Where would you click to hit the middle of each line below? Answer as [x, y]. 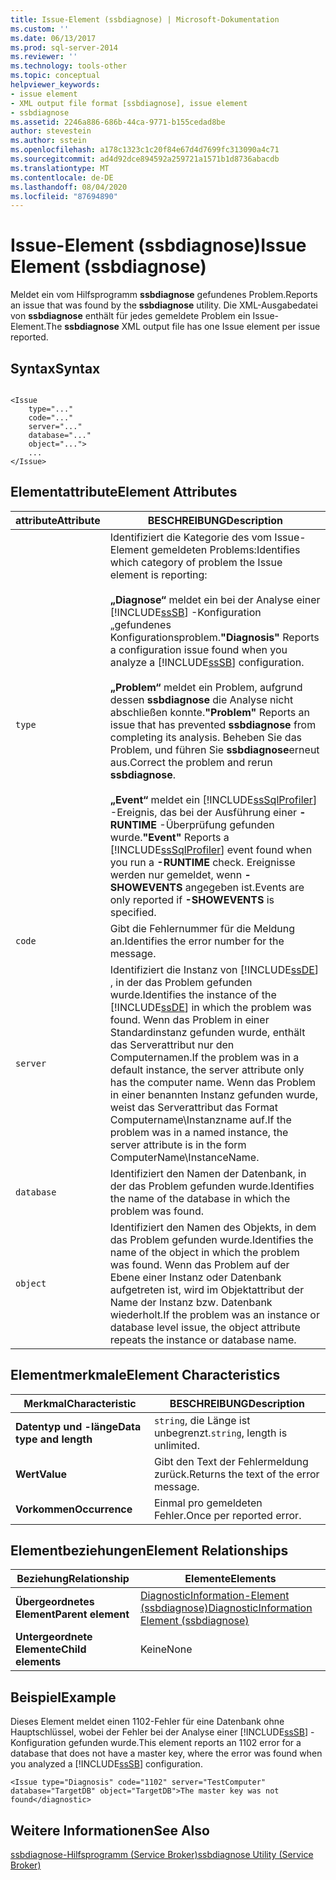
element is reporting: [158, 574]
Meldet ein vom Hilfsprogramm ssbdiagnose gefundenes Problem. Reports [164, 295]
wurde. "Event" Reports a [169, 837]
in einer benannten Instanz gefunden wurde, [213, 1094]
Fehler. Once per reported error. [227, 1515]
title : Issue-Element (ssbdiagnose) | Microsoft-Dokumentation [145, 19]
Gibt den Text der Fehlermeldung [231, 1461]
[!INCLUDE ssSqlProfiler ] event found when [211, 849]
